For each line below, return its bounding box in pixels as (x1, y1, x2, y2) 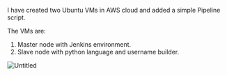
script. (7, 13, 26, 22)
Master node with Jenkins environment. (17, 40, 132, 48)
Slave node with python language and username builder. (17, 48, 180, 56)
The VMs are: (7, 27, 47, 35)
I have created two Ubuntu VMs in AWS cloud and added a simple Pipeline (7, 6, 221, 14)
